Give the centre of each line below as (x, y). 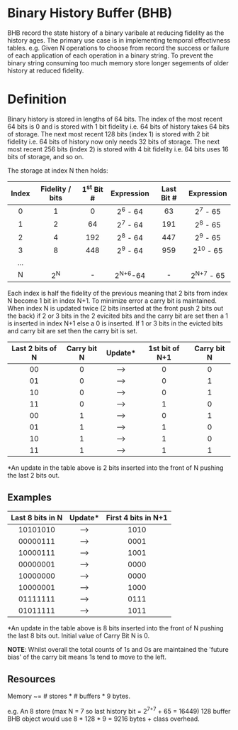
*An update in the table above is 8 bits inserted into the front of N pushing (116, 628)
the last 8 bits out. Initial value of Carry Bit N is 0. (79, 635)
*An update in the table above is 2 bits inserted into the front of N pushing (115, 468)
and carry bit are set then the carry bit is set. (73, 331)
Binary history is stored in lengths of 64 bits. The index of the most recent (115, 119)
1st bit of (164, 348)
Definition (37, 99)
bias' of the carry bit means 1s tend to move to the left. (87, 657)
